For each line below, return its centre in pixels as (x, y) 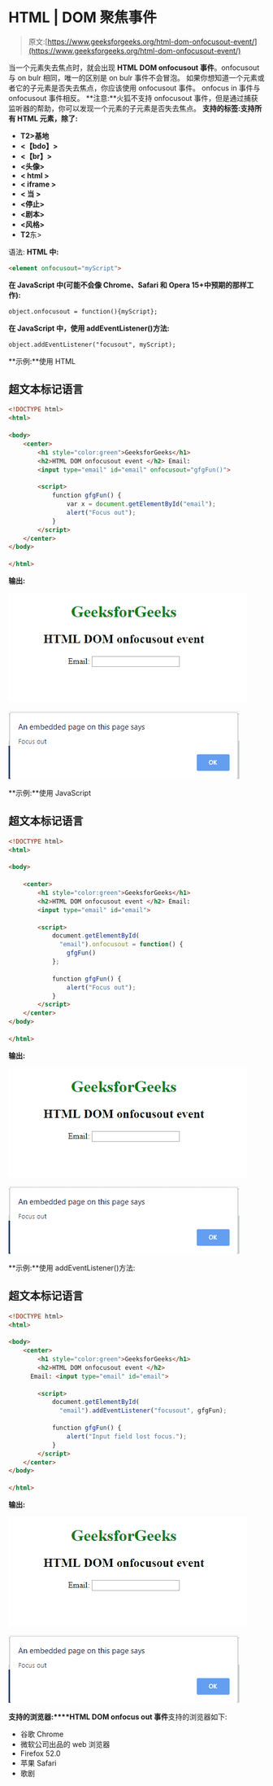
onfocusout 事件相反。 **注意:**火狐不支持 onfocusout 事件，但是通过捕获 (133, 98)
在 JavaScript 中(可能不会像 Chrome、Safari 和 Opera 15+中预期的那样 (128, 285)
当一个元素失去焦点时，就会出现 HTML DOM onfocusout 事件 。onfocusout (134, 68)
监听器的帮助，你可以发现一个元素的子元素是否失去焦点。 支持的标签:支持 (132, 108)
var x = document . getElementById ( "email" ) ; (141, 504)
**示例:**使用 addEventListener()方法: (72, 1267)
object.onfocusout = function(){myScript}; (83, 311)
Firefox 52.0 (40, 1753)
